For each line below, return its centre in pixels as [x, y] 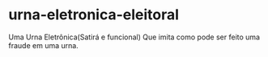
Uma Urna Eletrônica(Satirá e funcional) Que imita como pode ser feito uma [134, 37]
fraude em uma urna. [43, 45]
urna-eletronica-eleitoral [94, 15]
